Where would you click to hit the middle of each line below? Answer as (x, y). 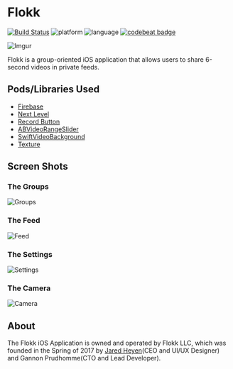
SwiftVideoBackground (51, 136)
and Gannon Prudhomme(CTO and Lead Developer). (84, 358)
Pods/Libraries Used (54, 89)
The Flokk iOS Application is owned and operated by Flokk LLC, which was (117, 343)
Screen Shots (38, 166)
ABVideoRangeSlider (48, 129)
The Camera (29, 288)
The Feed (24, 221)
